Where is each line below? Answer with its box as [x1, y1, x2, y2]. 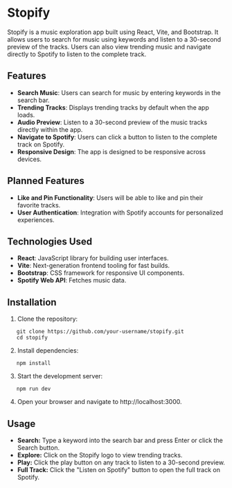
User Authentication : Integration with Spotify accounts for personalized [17, 208, 224, 217]
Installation [7, 296, 57, 308]
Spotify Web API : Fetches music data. [17, 276, 127, 285]
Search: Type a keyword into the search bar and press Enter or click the [17, 436, 223, 444]
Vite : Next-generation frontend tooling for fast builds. [17, 262, 170, 270]
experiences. [17, 215, 55, 224]
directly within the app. [17, 125, 83, 133]
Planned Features [7, 175, 85, 187]
